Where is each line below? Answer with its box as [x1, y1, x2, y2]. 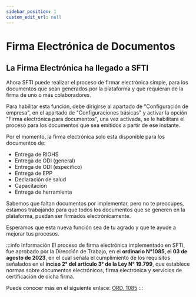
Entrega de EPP [14, 169, 53, 177]
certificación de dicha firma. [6, 273, 75, 280]
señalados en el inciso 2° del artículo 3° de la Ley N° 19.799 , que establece [6, 260, 190, 267]
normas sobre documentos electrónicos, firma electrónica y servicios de [6, 266, 182, 273]
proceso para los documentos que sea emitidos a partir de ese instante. [6, 122, 181, 129]
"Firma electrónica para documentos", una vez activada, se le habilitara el [6, 115, 185, 122]
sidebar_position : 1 [6, 8, 57, 15]
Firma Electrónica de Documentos [6, 40, 175, 53]
